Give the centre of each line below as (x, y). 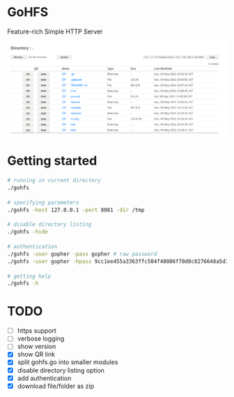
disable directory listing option (61, 370)
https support (37, 331)
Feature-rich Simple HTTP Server (55, 31)
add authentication (44, 378)
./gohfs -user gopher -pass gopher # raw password (82, 254)
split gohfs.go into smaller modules (68, 362)
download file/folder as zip (56, 386)
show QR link (36, 354)
